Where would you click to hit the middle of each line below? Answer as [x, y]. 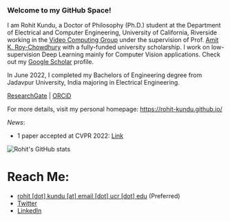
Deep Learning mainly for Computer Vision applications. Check [131, 54]
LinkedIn [29, 211]
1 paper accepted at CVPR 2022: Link [70, 136]
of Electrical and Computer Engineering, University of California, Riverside [112, 32]
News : [16, 123]
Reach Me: [38, 177]
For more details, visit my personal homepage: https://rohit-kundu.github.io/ [115, 109]
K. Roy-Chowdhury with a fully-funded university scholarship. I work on [108, 48]
